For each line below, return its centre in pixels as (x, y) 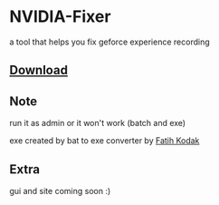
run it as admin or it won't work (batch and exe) (98, 123)
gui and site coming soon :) (60, 190)
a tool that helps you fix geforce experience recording (109, 42)
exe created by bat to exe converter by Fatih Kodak (105, 141)
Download (38, 70)
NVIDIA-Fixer (60, 17)
